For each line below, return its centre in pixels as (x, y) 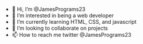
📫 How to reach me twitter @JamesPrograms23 (71, 35)
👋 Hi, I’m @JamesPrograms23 (49, 9)
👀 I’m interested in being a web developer (63, 15)
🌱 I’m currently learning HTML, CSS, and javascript (74, 22)
